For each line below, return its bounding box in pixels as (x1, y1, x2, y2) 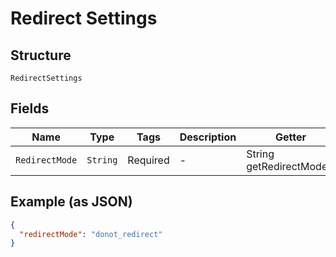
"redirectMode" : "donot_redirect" (19, 229, 163, 239)
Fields (10, 100, 50, 117)
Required (127, 153, 170, 167)
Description (179, 130, 237, 144)
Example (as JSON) (10, 193, 133, 211)
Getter (274, 130, 307, 144)
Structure (10, 47, 72, 64)
